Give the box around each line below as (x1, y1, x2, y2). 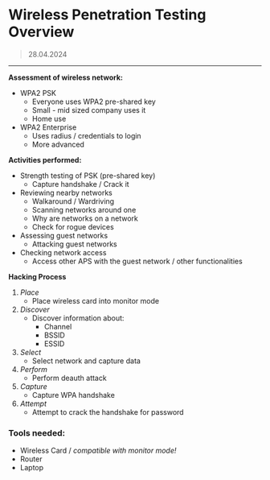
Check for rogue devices (31, 221, 114, 231)
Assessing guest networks (19, 230, 108, 240)
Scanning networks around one (31, 205, 137, 214)
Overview (8, 23, 75, 41)
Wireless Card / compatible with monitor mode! (19, 445, 177, 456)
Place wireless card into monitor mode (31, 296, 159, 305)
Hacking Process (8, 271, 67, 281)
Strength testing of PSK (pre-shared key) (19, 171, 156, 180)
